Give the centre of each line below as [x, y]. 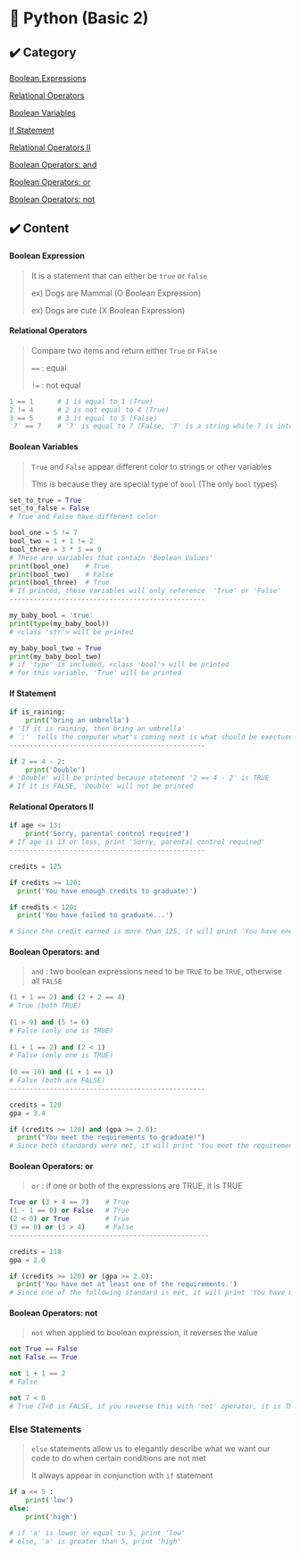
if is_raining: [37, 712]
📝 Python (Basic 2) [79, 18]
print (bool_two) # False [62, 574]
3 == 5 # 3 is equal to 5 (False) [83, 418]
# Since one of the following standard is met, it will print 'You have [147, 1293]
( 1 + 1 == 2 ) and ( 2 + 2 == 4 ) [67, 998]
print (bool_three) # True [59, 583]
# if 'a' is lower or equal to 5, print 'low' [97, 1534]
